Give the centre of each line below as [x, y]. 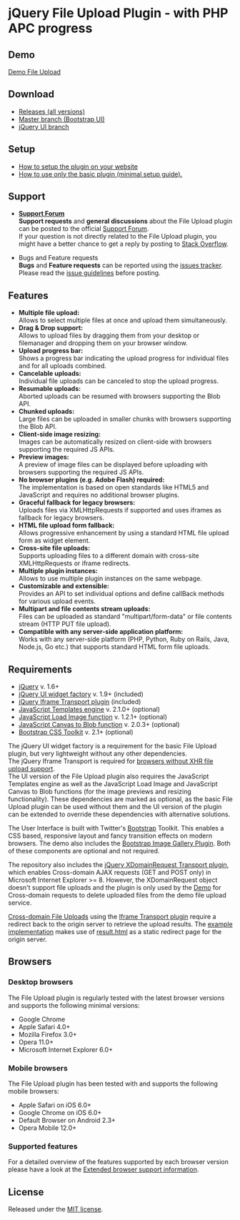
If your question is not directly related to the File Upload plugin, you [117, 237]
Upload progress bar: [51, 351]
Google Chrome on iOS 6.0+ [60, 1113]
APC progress [50, 28]
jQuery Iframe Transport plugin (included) [80, 702]
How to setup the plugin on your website [78, 167]
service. [20, 903]
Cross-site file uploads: [54, 548]
